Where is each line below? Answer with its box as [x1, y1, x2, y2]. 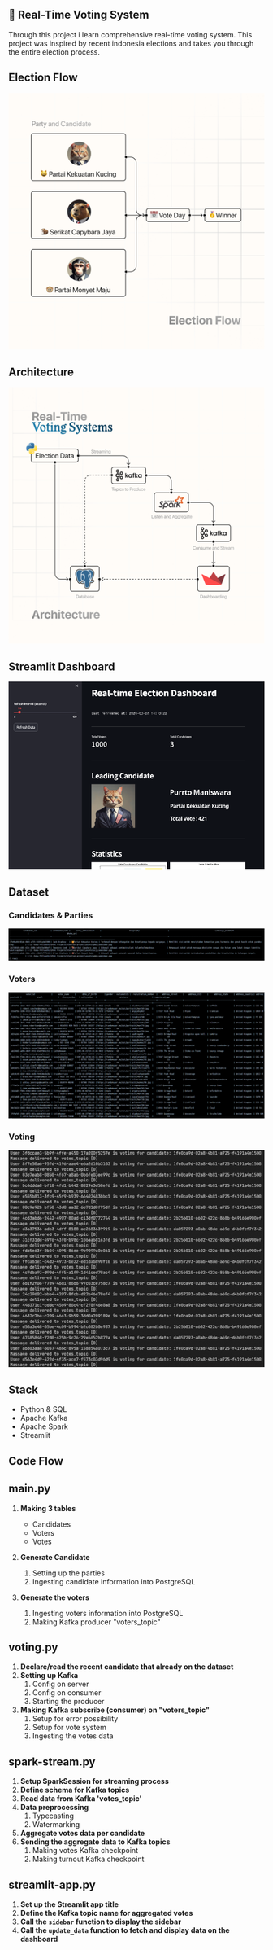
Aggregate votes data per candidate [19, 1829, 145, 1838]
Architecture [8, 366, 75, 379]
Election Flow [8, 71, 79, 85]
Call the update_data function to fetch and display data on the [19, 1926, 230, 1935]
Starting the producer [32, 1697, 105, 1707]
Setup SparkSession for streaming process [19, 1777, 169, 1786]
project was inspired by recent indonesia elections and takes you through [8, 38, 254, 48]
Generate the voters [19, 1593, 90, 1602]
